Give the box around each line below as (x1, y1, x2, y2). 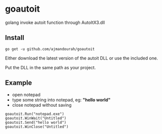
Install (5, 34, 24, 42)
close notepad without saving (12, 102, 72, 108)
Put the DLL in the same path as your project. (5, 64, 96, 70)
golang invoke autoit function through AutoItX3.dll (5, 19, 105, 25)
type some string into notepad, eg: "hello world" (12, 96, 111, 103)
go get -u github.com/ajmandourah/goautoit (5, 46, 95, 52)
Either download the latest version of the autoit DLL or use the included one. (5, 55, 158, 61)
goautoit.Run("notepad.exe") (5, 111, 64, 116)
